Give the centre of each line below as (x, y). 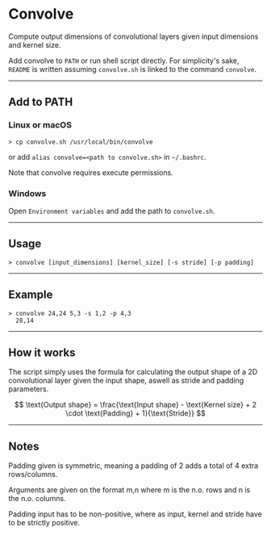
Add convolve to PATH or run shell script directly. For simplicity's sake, (124, 61)
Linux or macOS (40, 125)
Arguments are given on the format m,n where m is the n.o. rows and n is (129, 490)
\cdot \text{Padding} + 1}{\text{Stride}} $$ (135, 413)
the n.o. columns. (37, 499)
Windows (27, 193)
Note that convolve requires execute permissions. (91, 172)
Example (31, 295)
